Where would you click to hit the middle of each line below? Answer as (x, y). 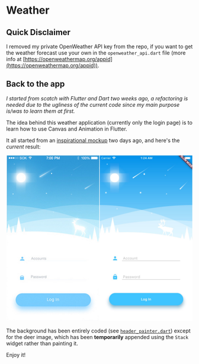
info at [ (16, 59)
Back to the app (36, 84)
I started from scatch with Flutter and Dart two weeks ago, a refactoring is (97, 98)
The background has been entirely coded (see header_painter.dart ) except (98, 331)
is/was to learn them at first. (41, 111)
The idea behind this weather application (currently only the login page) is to (99, 122)
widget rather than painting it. (42, 343)
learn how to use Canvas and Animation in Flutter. (67, 129)
